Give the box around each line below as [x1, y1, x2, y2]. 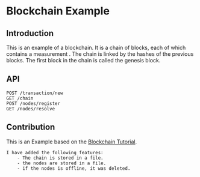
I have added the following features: [6, 149, 104, 155]
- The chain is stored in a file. [17, 155, 104, 161]
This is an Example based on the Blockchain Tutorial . [6, 138, 137, 145]
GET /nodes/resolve [6, 106, 55, 112]
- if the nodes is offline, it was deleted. [17, 165, 131, 172]
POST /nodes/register [6, 100, 61, 106]
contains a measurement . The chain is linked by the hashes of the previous [6, 50, 194, 58]
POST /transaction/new [6, 90, 63, 96]
